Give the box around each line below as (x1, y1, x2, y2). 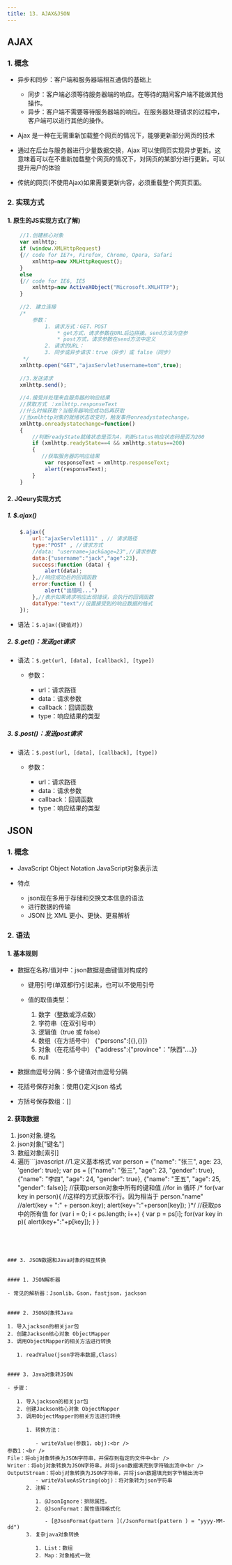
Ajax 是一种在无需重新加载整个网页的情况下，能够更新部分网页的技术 (17, 131, 215, 140)
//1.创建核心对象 (20, 232, 64, 239)
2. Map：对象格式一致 (35, 1552, 91, 1559)
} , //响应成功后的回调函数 (32, 574, 97, 581)
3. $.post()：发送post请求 (7, 729, 82, 738)
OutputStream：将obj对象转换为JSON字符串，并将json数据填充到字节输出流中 (7, 1470, 204, 1477)
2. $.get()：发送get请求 (7, 637, 75, 646)
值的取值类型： (27, 995, 71, 1004)
